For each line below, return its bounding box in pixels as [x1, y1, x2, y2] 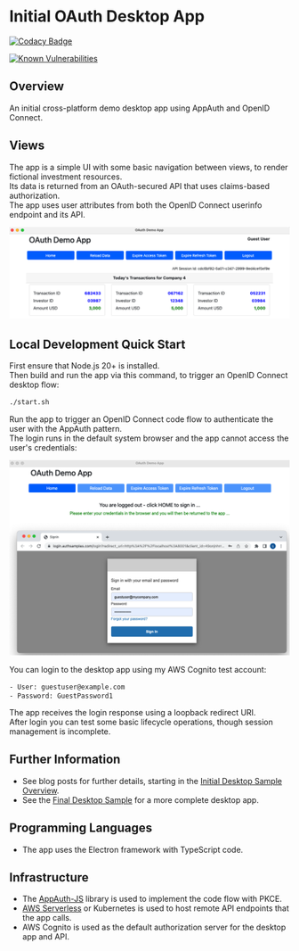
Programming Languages [9, 821, 153, 836]
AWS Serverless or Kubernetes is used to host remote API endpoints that [21, 903, 289, 914]
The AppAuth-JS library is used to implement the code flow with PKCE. [21, 894, 282, 905]
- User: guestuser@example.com [9, 682, 125, 692]
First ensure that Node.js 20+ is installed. [9, 360, 160, 371]
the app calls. [21, 913, 72, 923]
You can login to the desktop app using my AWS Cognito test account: [9, 665, 267, 675]
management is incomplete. [9, 726, 111, 737]
